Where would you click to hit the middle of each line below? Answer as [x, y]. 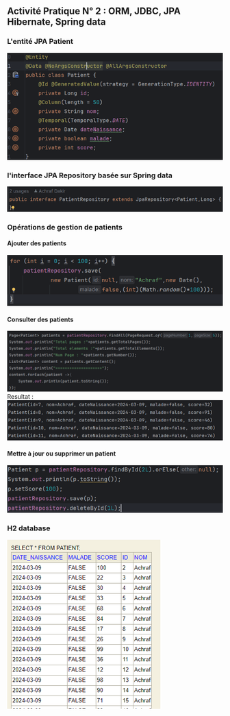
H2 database [29, 528]
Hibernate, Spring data [56, 22]
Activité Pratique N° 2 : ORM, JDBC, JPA [94, 11]
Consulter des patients [40, 319]
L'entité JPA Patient [40, 42]
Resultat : [21, 397]
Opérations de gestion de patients [65, 227]
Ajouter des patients [37, 243]
